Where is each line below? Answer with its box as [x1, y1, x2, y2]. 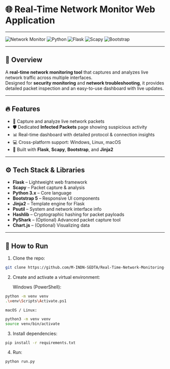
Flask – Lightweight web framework [12, 179, 88, 186]
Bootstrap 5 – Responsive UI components [12, 195, 100, 201]
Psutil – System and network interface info [12, 206, 102, 212]
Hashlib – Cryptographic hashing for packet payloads [12, 211, 125, 217]
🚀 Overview [5, 56, 42, 64]
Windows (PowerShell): [12, 284, 62, 290]
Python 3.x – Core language [12, 190, 72, 196]
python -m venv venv [5, 294, 49, 299]
